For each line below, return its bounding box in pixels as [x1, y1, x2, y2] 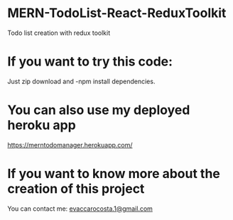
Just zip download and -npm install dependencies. [7, 77, 156, 85]
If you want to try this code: [7, 53, 173, 70]
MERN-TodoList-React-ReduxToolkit [7, 5, 227, 21]
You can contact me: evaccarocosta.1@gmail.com [7, 204, 153, 213]
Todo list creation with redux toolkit [7, 28, 111, 37]
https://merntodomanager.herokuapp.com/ [7, 140, 133, 149]
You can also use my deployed [7, 102, 190, 118]
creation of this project [7, 181, 145, 197]
